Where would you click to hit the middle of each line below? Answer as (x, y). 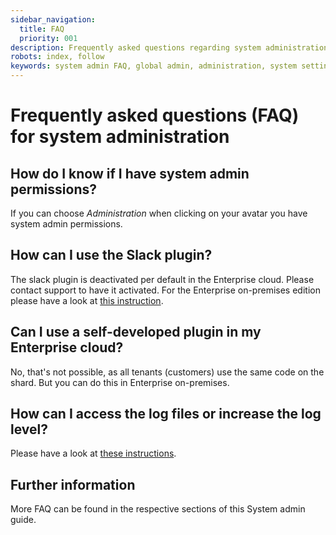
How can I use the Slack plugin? (111, 255)
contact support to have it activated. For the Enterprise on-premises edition (165, 290)
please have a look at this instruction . (87, 300)
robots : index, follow (57, 57)
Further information (73, 484)
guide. (23, 520)
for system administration (120, 137)
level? (29, 429)
